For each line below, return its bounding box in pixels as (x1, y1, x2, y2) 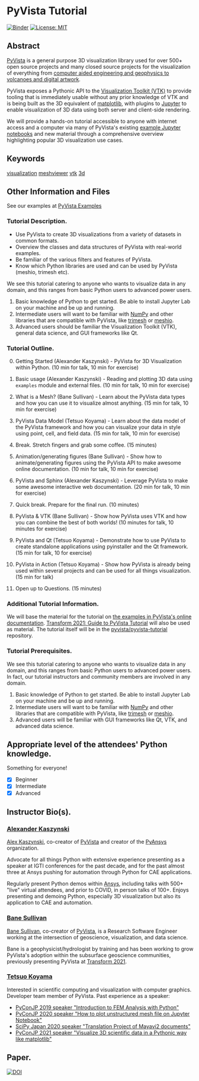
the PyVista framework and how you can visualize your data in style (15, 423, 181, 431)
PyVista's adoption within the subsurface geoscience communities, (7, 951, 171, 959)
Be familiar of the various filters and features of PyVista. (15, 256, 152, 263)
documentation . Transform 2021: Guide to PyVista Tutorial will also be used (7, 619, 190, 627)
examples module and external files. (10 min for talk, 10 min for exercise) (15, 381, 190, 389)
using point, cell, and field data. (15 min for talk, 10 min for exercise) (15, 430, 180, 437)
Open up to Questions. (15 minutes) (15, 584, 102, 592)
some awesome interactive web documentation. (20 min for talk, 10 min (15, 483, 190, 490)
